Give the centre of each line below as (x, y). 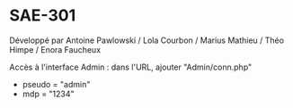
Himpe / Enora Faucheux (55, 49)
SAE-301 (43, 16)
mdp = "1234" (48, 94)
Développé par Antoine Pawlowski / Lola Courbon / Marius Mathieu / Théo (147, 40)
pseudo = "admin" (56, 84)
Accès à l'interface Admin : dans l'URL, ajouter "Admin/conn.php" (131, 67)
